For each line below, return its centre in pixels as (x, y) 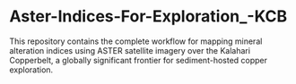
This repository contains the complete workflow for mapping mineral (136, 41)
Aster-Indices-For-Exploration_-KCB (148, 17)
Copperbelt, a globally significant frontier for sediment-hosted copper (138, 60)
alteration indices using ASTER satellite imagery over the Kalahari (130, 50)
